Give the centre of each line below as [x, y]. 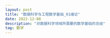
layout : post [19, 10]
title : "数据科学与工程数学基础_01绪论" [43, 14]
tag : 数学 [14, 28]
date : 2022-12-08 [23, 19]
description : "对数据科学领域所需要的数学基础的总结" [55, 23]
